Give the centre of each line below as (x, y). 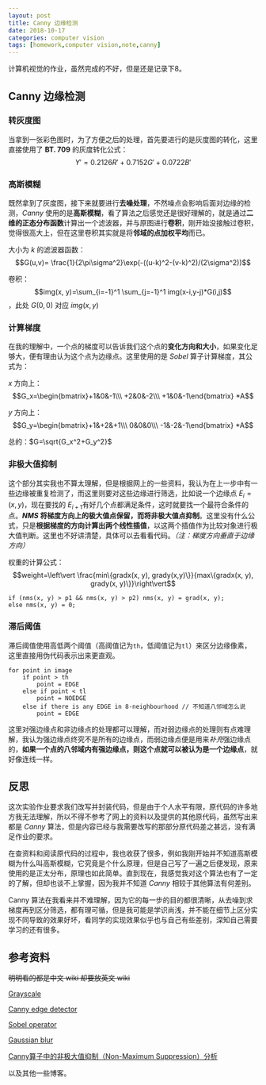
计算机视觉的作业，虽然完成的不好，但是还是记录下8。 (97, 69)
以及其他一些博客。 (40, 1073)
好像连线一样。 (32, 759)
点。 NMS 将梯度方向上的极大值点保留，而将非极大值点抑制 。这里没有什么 (128, 516)
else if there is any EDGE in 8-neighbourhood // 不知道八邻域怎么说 (134, 706)
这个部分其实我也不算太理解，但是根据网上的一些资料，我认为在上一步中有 (129, 483)
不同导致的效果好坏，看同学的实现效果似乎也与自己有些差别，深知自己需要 (136, 920)
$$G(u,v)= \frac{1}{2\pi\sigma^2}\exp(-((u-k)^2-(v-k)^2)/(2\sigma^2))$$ (133, 263)
